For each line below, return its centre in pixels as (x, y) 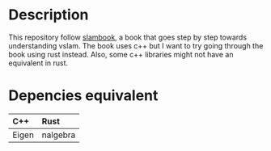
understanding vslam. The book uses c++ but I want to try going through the (136, 45)
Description (49, 15)
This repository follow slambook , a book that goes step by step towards (128, 37)
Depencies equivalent (83, 96)
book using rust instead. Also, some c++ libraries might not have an (121, 54)
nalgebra (59, 135)
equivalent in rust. (38, 63)
